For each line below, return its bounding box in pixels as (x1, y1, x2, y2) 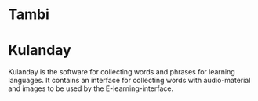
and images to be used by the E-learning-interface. (8, 84, 174, 93)
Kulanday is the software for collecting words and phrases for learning (8, 67, 235, 77)
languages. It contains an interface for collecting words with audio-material (8, 76, 251, 85)
